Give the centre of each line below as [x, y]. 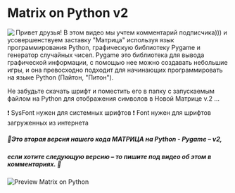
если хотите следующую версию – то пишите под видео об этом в [109, 156]
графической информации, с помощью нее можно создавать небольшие [118, 62]
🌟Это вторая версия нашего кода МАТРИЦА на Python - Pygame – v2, [115, 139]
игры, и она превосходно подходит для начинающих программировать [115, 70]
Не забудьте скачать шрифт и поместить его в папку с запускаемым [111, 91]
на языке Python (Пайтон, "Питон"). [61, 77]
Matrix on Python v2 [68, 13]
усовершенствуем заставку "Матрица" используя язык [91, 39]
